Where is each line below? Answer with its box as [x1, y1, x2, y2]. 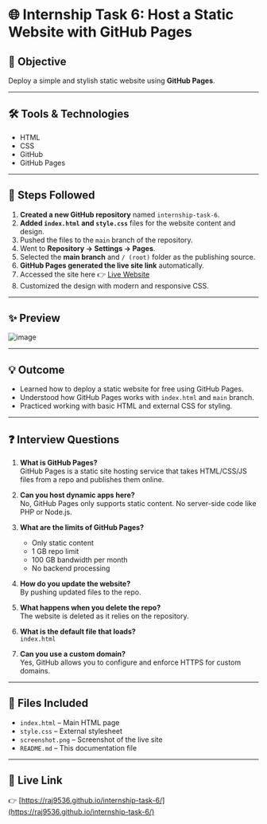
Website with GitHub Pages [8, 23, 192, 41]
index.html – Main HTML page [19, 717, 120, 727]
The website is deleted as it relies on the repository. [19, 611, 189, 621]
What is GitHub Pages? [19, 458, 98, 468]
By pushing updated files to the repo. [19, 587, 141, 597]
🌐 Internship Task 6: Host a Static [8, 6, 234, 24]
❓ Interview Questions [8, 433, 120, 446]
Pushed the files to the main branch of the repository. [19, 235, 193, 245]
